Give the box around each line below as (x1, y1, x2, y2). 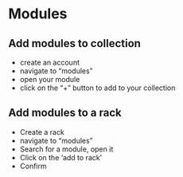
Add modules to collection (8, 37, 142, 50)
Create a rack (19, 127, 65, 136)
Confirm (19, 161, 48, 171)
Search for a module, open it (19, 144, 114, 154)
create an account (19, 57, 80, 67)
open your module (19, 75, 80, 84)
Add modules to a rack (8, 106, 122, 120)
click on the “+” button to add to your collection (19, 83, 176, 92)
